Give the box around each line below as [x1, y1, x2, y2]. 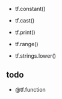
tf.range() [14, 41, 39, 47]
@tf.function [14, 86, 46, 93]
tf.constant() [14, 5, 46, 12]
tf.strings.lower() [14, 52, 56, 60]
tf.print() [14, 29, 36, 36]
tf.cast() [14, 17, 35, 24]
